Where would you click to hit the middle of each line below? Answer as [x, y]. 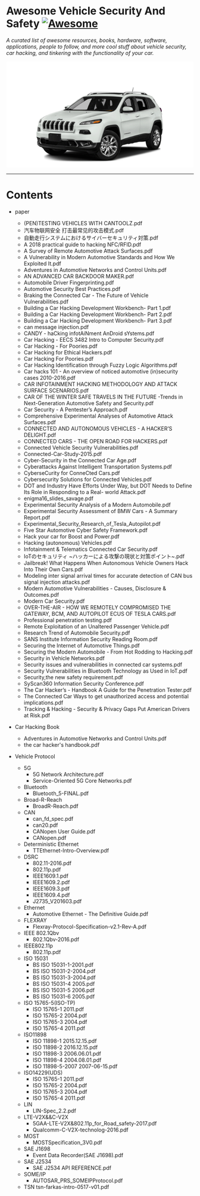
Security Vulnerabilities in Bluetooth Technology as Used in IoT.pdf [105, 671]
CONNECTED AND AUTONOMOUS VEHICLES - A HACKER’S [98, 428]
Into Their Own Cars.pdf [53, 569]
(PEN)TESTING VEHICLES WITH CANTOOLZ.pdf [83, 223]
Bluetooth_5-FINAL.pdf [61, 793]
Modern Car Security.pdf [54, 601]
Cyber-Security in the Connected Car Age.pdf [80, 460]
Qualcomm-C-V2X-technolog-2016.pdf [81, 1130]
